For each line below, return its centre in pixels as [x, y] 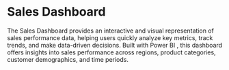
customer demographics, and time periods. [68, 59]
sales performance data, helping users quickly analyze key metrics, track [110, 37]
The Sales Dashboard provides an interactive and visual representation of [110, 31]
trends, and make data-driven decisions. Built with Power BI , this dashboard [115, 45]
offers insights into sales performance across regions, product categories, [112, 52]
